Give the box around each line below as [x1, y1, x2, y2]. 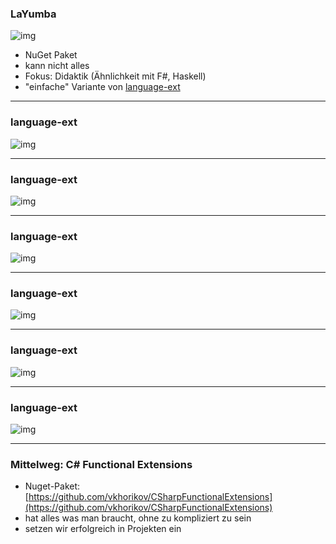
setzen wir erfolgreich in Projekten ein [24, 523, 182, 535]
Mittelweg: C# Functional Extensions [10, 458, 193, 471]
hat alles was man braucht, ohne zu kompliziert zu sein [24, 512, 252, 524]
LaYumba [10, 7, 57, 21]
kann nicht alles [24, 60, 90, 72]
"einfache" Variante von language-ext [24, 81, 181, 93]
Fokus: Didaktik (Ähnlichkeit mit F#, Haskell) [24, 70, 207, 82]
